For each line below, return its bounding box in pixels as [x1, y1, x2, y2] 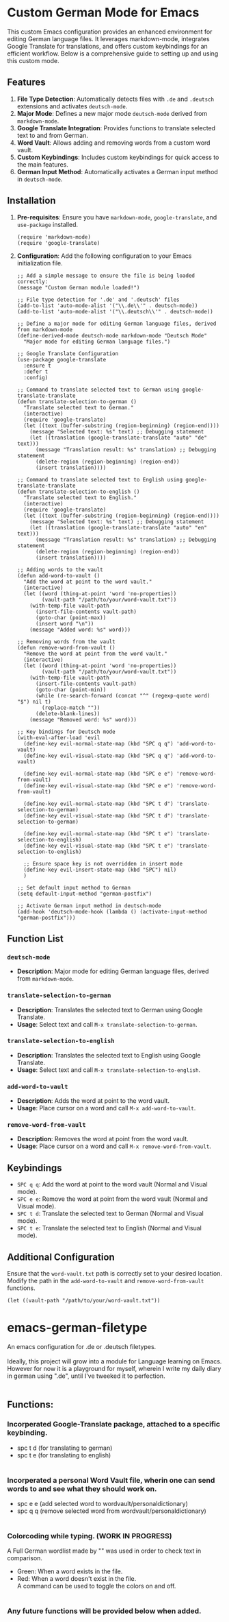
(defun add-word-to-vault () [16, 572, 100, 579]
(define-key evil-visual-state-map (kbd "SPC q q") [23, 752, 174, 759]
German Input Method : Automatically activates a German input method [16, 167, 219, 176]
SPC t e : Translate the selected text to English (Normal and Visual [16, 1224, 202, 1232]
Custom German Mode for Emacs [7, 5, 200, 21]
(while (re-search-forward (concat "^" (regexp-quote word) [35, 692, 211, 699]
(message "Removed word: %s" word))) [29, 716, 137, 723]
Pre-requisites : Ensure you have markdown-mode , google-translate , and [16, 213, 217, 221]
